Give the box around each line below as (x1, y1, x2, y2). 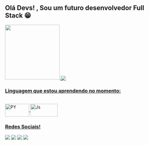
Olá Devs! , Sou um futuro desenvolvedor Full (5, 4, 145, 12)
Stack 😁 (5, 12, 32, 20)
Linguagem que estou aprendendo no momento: (5, 87, 121, 94)
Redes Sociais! (5, 124, 41, 130)
